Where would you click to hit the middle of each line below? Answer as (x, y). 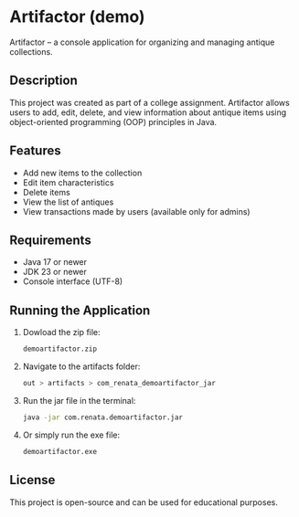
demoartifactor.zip (60, 349)
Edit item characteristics (68, 182)
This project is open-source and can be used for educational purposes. (144, 502)
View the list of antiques (68, 202)
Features (35, 151)
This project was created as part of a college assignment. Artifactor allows (149, 102)
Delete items (46, 192)
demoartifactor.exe (60, 451)
